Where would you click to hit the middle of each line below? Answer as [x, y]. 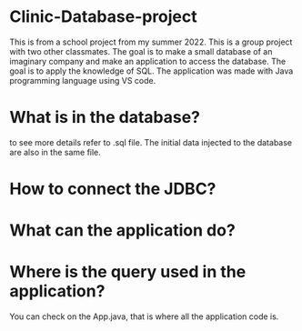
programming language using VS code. [83, 80]
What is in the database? [105, 118]
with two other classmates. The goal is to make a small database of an [141, 51]
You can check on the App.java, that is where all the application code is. [144, 316]
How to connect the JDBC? [113, 189]
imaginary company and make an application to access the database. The [148, 61]
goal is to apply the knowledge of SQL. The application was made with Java [151, 71]
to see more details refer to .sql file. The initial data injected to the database [151, 142]
